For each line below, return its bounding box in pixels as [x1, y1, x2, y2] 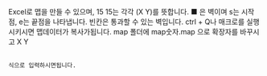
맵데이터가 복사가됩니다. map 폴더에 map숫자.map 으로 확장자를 [35, 27, 239, 36]
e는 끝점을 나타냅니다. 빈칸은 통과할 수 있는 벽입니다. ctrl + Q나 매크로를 [18, 17, 245, 26]
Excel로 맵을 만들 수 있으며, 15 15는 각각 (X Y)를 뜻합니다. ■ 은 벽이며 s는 [8, 7, 240, 16]
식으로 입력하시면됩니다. [8, 62, 76, 70]
